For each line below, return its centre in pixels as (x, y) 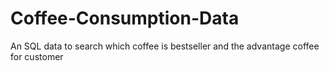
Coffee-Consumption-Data (125, 18)
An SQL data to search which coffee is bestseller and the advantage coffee (165, 46)
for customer (37, 56)
